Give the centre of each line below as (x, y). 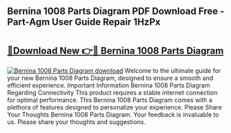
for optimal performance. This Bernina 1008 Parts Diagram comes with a (110, 100)
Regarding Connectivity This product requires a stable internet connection (112, 93)
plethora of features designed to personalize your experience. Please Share (114, 107)
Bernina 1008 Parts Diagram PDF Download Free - (116, 11)
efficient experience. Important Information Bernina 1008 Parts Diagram (109, 85)
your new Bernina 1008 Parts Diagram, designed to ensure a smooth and (110, 78)
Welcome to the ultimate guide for (173, 71)
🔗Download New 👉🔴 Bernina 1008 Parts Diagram (115, 51)
